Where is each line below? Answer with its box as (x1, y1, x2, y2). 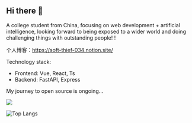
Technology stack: (6, 58, 52, 65)
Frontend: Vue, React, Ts (14, 69, 75, 77)
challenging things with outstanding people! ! (6, 34, 116, 41)
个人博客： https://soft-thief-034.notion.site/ (6, 46, 114, 53)
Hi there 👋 (6, 6, 43, 16)
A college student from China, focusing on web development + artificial (6, 21, 181, 28)
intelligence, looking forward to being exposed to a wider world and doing (6, 28, 187, 35)
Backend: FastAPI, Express (14, 76, 81, 83)
